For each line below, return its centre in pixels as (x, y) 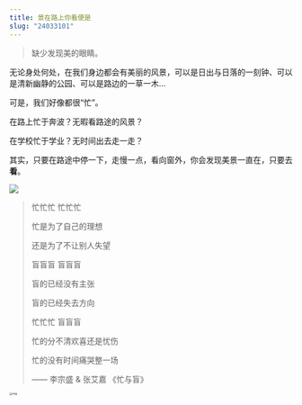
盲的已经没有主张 (63, 283)
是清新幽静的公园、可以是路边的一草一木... (88, 83)
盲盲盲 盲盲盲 (56, 264)
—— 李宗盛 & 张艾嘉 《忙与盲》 (89, 379)
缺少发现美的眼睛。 (67, 53)
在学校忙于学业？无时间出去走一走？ (76, 140)
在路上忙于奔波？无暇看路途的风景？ (76, 121)
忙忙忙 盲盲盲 (56, 321)
